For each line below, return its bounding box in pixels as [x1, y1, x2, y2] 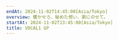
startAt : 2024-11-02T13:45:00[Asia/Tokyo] [6, 19, 113, 25]
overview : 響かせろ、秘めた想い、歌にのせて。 [6, 14, 108, 20]
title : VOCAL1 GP [6, 25, 49, 31]
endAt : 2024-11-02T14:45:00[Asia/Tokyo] [6, 8, 108, 15]
